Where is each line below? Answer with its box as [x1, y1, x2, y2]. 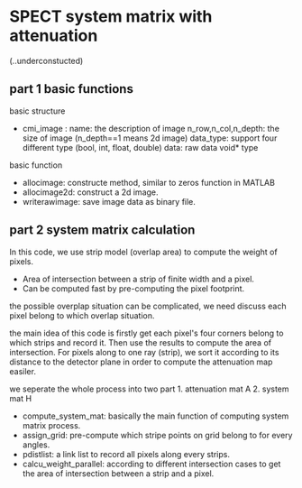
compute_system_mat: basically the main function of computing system [22, 410, 289, 421]
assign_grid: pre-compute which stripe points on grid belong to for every [22, 429, 293, 440]
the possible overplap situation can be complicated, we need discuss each [9, 300, 287, 311]
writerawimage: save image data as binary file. [22, 196, 197, 207]
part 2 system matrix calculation [9, 223, 196, 238]
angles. [22, 439, 50, 450]
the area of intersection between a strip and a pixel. [22, 467, 215, 479]
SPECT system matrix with [9, 6, 213, 27]
